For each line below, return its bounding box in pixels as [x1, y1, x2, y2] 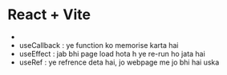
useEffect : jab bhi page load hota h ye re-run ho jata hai [18, 49, 205, 58]
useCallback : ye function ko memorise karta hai [18, 40, 179, 49]
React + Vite [7, 6, 91, 24]
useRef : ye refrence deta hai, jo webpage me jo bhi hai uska [18, 57, 220, 67]
